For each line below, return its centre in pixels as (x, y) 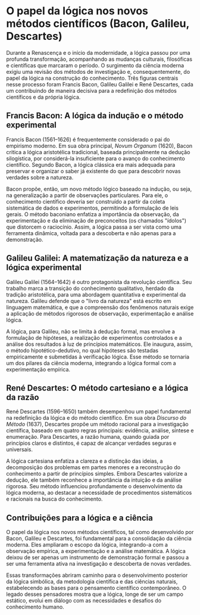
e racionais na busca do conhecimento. (54, 499)
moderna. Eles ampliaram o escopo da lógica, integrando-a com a (87, 545)
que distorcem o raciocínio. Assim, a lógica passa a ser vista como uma (94, 227)
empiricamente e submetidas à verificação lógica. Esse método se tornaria (98, 357)
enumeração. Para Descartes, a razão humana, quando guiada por (88, 437)
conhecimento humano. (35, 607)
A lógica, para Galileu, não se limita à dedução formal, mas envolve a (91, 331)
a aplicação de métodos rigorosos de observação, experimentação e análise (100, 313)
